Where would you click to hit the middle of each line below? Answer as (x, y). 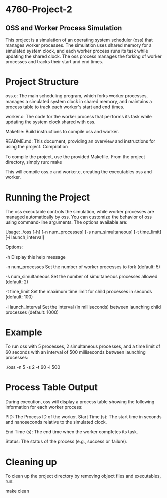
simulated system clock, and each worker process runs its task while (77, 51)
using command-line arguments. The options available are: (66, 222)
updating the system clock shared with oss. (50, 122)
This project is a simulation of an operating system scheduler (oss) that (79, 40)
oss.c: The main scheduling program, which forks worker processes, (76, 96)
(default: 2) (17, 282)
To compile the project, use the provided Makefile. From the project (75, 156)
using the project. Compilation (37, 146)
